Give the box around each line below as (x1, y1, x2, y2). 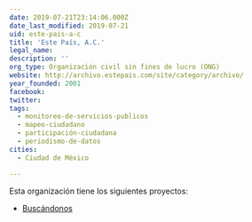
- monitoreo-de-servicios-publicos (17, 112, 149, 121)
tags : (9, 104, 29, 113)
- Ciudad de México (17, 153, 90, 163)
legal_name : (9, 46, 53, 55)
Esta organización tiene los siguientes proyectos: (9, 186, 189, 196)
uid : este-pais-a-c (9, 29, 82, 38)
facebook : (9, 87, 46, 96)
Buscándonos (21, 202, 73, 213)
